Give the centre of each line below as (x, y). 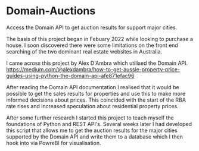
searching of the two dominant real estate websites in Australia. (84, 51)
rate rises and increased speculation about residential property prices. (92, 106)
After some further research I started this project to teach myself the (90, 118)
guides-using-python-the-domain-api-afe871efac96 (70, 75)
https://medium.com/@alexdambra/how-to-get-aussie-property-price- (93, 69)
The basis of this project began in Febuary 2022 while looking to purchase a (100, 39)
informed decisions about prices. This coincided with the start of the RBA (96, 100)
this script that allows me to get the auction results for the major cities (92, 130)
